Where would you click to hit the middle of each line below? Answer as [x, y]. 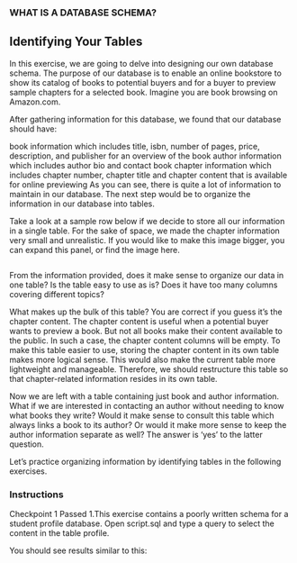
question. [27, 444]
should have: [33, 129]
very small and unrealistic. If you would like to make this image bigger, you [147, 240]
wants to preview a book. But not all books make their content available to [146, 331]
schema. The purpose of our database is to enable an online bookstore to [145, 73]
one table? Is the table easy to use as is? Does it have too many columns [144, 285]
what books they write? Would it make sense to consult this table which [142, 415]
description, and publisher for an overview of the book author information [145, 156]
